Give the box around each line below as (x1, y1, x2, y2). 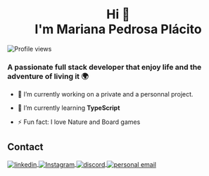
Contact (7, 141, 44, 153)
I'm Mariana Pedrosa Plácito (34, 21, 202, 37)
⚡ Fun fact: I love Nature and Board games (17, 118, 141, 126)
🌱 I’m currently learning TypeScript (17, 103, 120, 112)
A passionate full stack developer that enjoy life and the (7, 62, 202, 72)
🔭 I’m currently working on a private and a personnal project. (17, 90, 194, 99)
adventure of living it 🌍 (7, 71, 89, 81)
